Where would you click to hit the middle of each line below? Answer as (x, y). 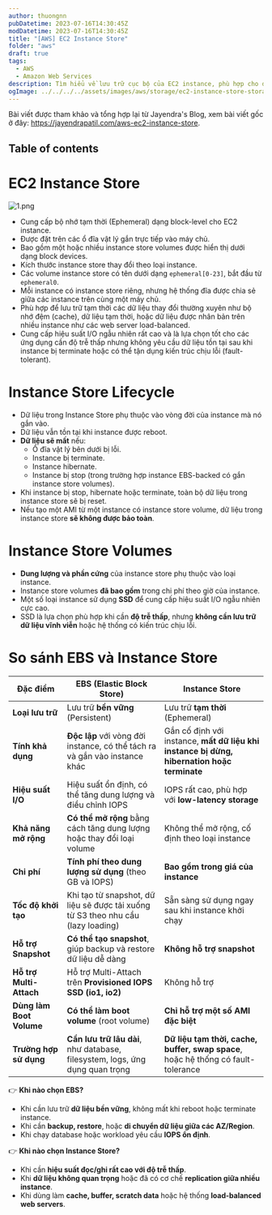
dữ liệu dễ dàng (96, 959)
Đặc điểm (36, 689)
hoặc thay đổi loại (101, 838)
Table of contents (53, 148)
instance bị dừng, (198, 751)
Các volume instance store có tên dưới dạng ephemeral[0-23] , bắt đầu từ (141, 273)
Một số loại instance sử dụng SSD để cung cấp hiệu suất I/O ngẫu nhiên (140, 599)
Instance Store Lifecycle (92, 392)
